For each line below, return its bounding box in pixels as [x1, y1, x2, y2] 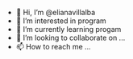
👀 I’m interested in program [15, 16, 106, 26]
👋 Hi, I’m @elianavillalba [15, 8, 96, 17]
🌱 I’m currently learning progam [15, 25, 122, 33]
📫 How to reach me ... [15, 42, 91, 51]
